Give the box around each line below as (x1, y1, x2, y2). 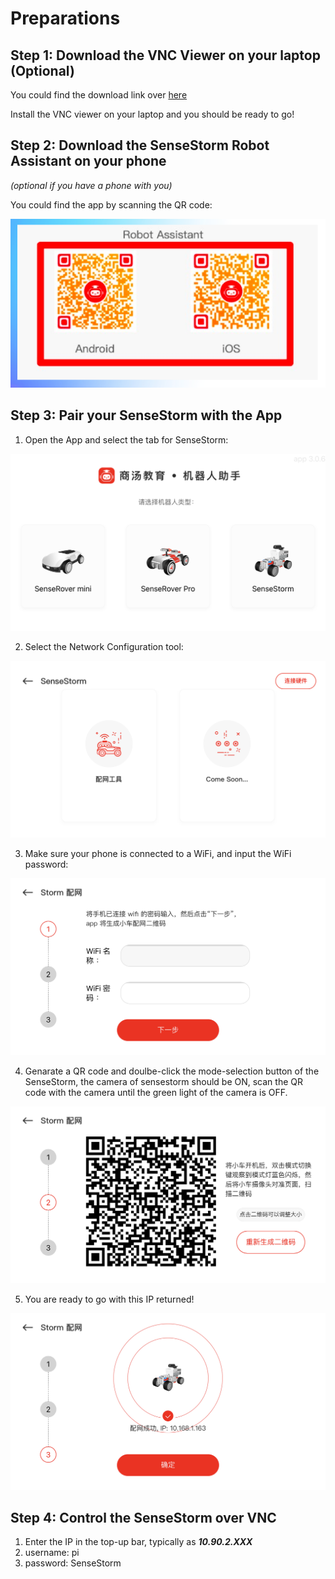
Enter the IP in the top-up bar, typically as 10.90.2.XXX (24, 1536, 253, 1548)
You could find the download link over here (10, 89, 188, 101)
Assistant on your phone (10, 153, 167, 170)
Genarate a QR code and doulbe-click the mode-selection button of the (24, 1065, 320, 1077)
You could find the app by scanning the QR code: (10, 198, 213, 211)
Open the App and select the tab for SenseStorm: (24, 433, 229, 446)
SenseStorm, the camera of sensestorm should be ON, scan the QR (24, 1075, 303, 1087)
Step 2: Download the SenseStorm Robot (10, 137, 270, 154)
